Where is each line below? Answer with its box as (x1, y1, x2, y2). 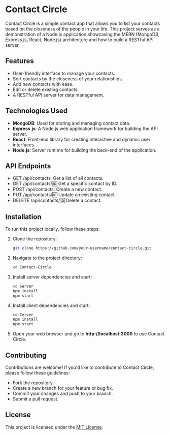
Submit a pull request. (12, 396, 59, 402)
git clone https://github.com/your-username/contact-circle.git (12, 245, 152, 251)
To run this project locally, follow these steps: (5, 226, 100, 232)
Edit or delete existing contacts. (12, 86, 79, 92)
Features (5, 57, 34, 66)
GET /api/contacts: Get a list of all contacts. (12, 175, 104, 181)
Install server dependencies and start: (12, 273, 92, 280)
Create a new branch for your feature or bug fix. (12, 385, 113, 391)
